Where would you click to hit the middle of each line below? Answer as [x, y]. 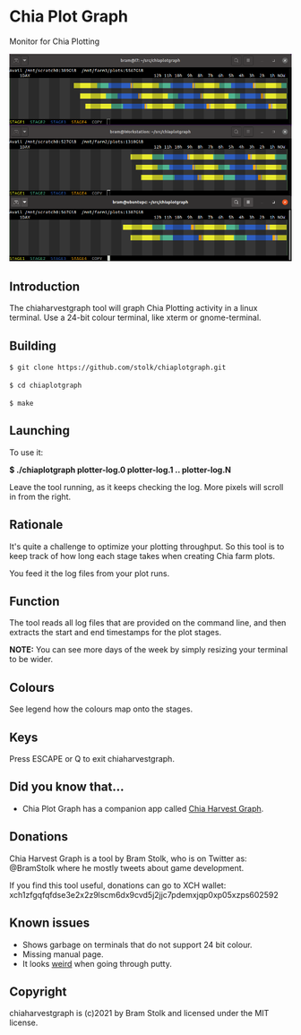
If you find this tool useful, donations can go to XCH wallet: [118, 885]
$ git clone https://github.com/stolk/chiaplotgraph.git [118, 367]
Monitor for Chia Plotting [55, 41]
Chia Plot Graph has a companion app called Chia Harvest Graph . [143, 808]
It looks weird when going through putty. [97, 963]
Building [33, 345]
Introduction [45, 286]
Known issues [50, 923]
